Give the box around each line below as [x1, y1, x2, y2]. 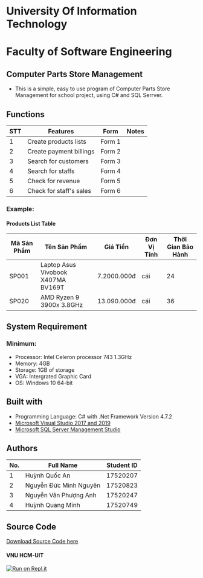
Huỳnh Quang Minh [25, 501, 80, 509]
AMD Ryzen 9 [40, 293, 80, 301]
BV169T [40, 283, 65, 292]
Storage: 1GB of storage [14, 366, 75, 374]
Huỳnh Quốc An [25, 471, 71, 480]
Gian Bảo [167, 243, 194, 251]
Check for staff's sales [27, 187, 92, 195]
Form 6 [100, 187, 121, 195]
